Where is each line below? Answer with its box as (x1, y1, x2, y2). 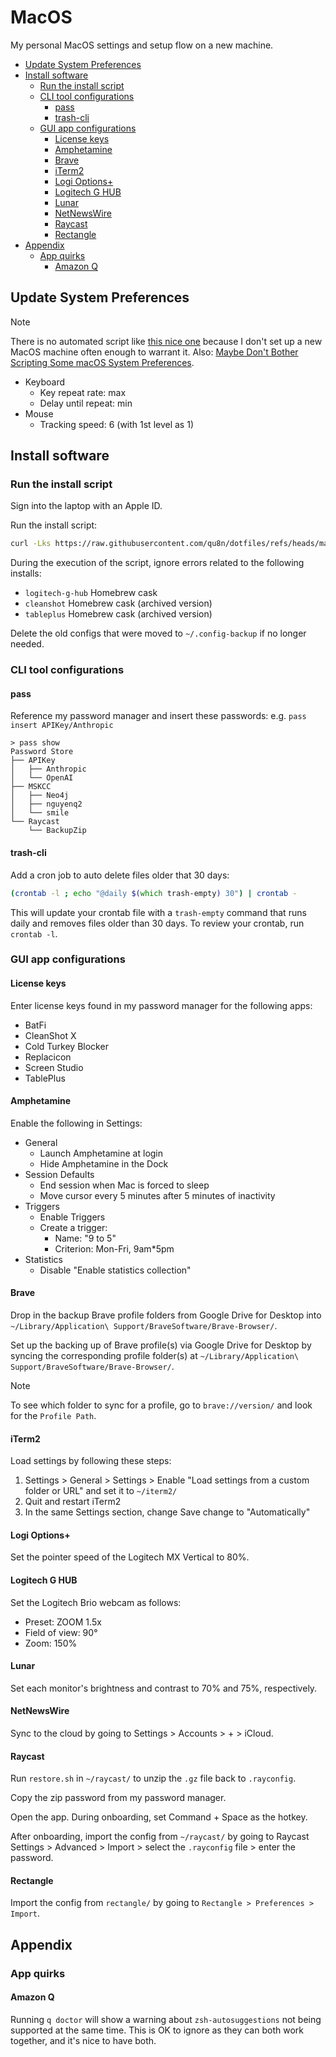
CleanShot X (24, 1029, 77, 1041)
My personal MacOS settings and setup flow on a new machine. (10, 39, 274, 51)
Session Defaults (24, 1168, 95, 1180)
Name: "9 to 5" (54, 1232, 117, 1244)
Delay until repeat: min (39, 397, 133, 409)
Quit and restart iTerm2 (24, 1496, 122, 1508)
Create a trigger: (39, 1221, 108, 1233)
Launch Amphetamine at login (39, 1147, 164, 1159)
